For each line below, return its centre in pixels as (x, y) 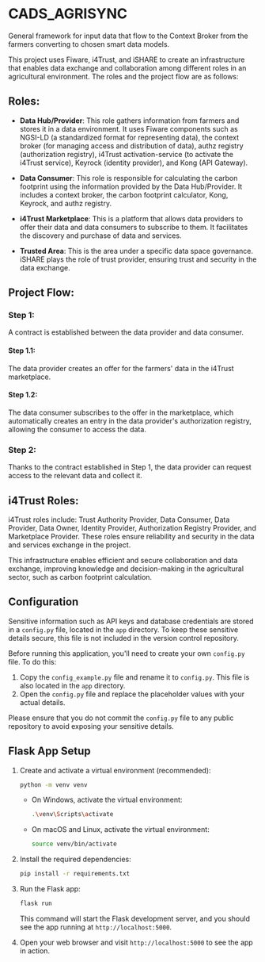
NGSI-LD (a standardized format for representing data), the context (129, 137)
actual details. (42, 702)
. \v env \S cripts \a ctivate (72, 814)
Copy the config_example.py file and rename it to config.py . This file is (134, 677)
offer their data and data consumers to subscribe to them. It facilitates (134, 227)
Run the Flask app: (50, 889)
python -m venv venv (53, 785)
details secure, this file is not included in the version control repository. (123, 638)
